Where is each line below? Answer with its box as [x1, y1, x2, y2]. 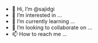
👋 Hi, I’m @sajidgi [11, 6, 55, 12]
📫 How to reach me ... [11, 31, 67, 37]
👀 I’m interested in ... [11, 12, 62, 19]
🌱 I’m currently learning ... [11, 18, 75, 24]
